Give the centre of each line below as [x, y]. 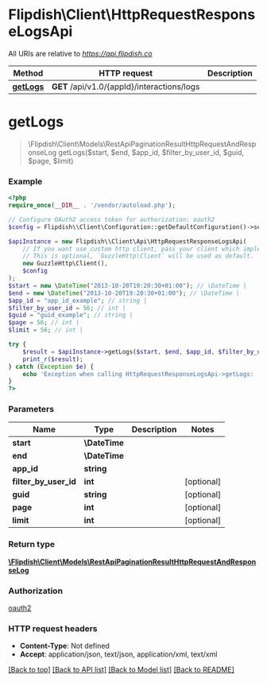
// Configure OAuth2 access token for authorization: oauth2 [112, 219]
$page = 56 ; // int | [44, 323]
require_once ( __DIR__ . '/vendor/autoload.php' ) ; [92, 205]
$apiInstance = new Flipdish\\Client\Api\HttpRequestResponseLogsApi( [128, 241]
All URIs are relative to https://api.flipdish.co [80, 53]
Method [28, 73]
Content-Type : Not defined [64, 646]
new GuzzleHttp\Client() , [66, 264]
